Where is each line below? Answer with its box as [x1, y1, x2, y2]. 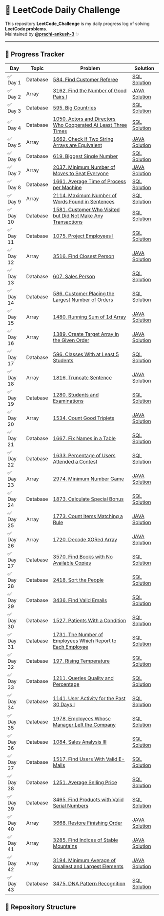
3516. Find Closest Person [53, 253, 115, 260]
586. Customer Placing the [53, 290, 115, 297]
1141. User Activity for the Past [53, 695, 126, 702]
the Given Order [53, 337, 89, 343]
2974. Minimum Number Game [53, 475, 124, 482]
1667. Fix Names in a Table [53, 435, 116, 442]
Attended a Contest [53, 458, 98, 465]
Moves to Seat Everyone [53, 170, 109, 177]
